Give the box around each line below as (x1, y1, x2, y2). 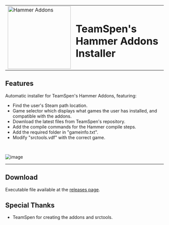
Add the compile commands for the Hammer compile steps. (12, 124, 137, 130)
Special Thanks (5, 201, 55, 210)
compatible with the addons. (12, 113, 72, 119)
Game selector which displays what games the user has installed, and (12, 107, 157, 114)
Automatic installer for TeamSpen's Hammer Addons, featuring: (5, 92, 137, 98)
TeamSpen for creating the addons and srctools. (12, 214, 113, 220)
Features (5, 79, 34, 88)
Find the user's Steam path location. (12, 102, 88, 108)
